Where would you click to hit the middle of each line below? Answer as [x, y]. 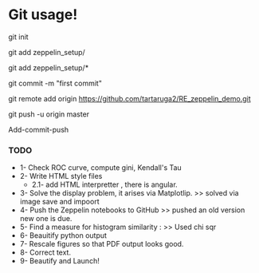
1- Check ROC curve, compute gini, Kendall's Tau [100, 168]
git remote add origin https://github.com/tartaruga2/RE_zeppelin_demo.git [129, 98]
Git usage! [43, 15]
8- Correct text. [45, 252]
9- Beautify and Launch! [59, 261]
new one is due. [46, 219]
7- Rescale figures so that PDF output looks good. [102, 244]
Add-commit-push [39, 129]
